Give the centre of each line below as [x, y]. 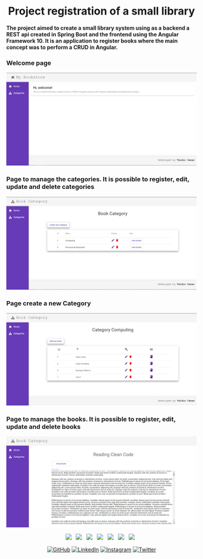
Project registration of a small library [101, 11]
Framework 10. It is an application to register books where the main [92, 41]
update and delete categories [50, 187]
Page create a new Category [49, 303]
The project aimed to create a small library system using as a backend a [98, 28]
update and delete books [43, 426]
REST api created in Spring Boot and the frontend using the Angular [93, 34]
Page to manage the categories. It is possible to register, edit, [98, 179]
